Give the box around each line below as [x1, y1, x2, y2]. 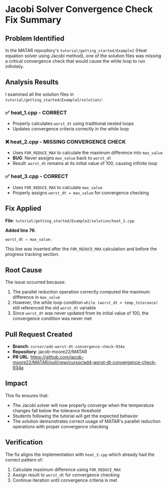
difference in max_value [12, 294, 60, 300]
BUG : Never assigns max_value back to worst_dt [12, 155, 112, 161]
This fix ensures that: [5, 392, 49, 398]
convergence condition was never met [12, 315, 92, 321]
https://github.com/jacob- [30, 354, 84, 360]
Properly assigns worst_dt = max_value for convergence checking [12, 190, 149, 196]
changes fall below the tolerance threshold [12, 407, 101, 413]
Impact [5, 379, 28, 388]
